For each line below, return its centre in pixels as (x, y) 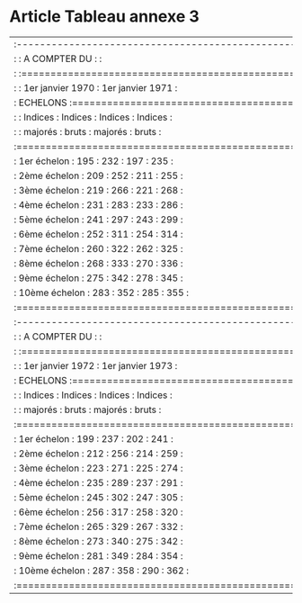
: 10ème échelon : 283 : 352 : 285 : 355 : (102, 292)
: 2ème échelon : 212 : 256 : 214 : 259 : (98, 454)
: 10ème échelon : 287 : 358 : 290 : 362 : (102, 571)
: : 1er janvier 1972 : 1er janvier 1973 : (96, 365)
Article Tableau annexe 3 (104, 17)
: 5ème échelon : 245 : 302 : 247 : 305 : (98, 497)
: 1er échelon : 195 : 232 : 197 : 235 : (93, 161)
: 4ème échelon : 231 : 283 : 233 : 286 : (98, 204)
